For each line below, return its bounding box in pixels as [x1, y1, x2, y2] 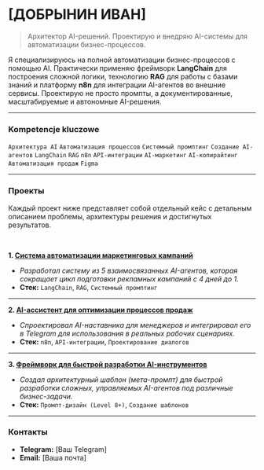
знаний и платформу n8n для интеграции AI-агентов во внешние [8, 80, 226, 90]
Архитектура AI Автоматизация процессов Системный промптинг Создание [8, 143, 240, 151]
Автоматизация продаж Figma [8, 160, 98, 168]
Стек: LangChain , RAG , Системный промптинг [19, 282, 158, 292]
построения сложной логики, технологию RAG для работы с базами [8, 72, 238, 81]
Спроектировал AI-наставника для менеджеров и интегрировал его [19, 320, 251, 329]
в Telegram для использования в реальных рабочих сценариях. [19, 329, 236, 338]
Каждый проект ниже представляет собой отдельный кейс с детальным [8, 203, 252, 213]
